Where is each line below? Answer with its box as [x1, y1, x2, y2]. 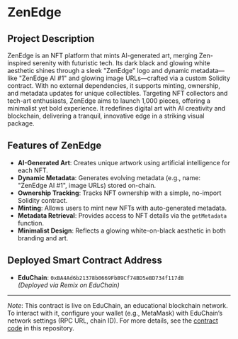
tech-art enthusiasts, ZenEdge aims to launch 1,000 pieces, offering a [7, 96, 211, 105]
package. [7, 119, 35, 128]
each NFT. [17, 166, 48, 174]
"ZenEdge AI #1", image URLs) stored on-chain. [17, 181, 157, 189]
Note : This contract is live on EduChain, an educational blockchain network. [7, 301, 228, 309]
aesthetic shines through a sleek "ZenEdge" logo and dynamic [7, 67, 190, 74]
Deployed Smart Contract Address [7, 255, 163, 267]
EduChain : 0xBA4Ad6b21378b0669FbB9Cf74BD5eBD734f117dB [17, 273, 184, 282]
